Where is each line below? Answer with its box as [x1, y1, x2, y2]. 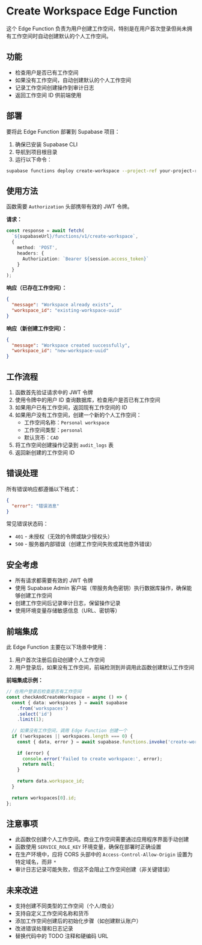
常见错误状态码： [6, 520, 49, 527]
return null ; [22, 761, 55, 767]
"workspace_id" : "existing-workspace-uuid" [11, 307, 122, 314]
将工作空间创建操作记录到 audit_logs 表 [14, 441, 114, 448]
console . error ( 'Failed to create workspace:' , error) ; [22, 755, 163, 762]
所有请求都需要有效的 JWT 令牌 [14, 577, 93, 584]
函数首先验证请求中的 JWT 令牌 [14, 388, 93, 395]
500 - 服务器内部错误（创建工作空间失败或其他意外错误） [14, 541, 155, 548]
